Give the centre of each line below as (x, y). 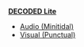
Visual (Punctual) (48, 35)
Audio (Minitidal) (46, 26)
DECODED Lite (32, 11)
